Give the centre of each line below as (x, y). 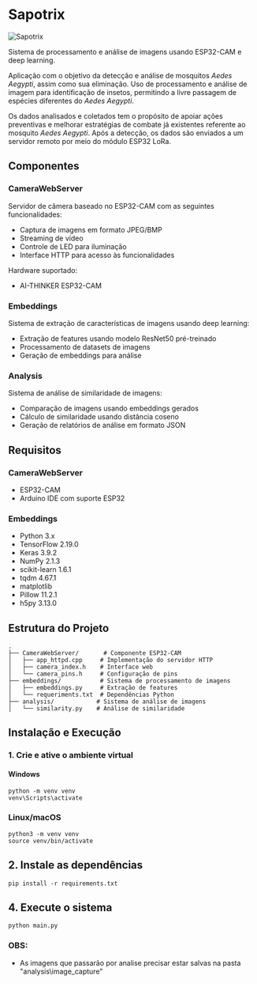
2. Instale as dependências (76, 865)
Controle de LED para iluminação (73, 246)
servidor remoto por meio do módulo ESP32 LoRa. (90, 141)
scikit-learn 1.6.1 (45, 570)
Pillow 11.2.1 (38, 595)
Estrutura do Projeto (59, 628)
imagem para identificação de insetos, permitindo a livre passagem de (122, 92)
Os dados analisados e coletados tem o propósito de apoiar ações (115, 115)
